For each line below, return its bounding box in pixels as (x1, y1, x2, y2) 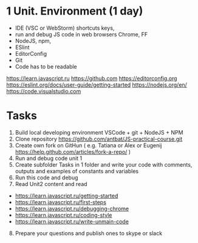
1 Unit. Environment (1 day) (6, 4, 143, 18)
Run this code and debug (15, 174, 78, 181)
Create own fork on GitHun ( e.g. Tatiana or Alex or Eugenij (15, 141, 162, 149)
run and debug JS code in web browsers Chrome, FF (15, 30, 148, 38)
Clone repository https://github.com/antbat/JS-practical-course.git (15, 135, 183, 142)
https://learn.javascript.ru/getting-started (15, 192, 118, 199)
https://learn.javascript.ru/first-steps (15, 198, 106, 205)
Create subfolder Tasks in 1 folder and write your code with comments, (15, 161, 193, 168)
